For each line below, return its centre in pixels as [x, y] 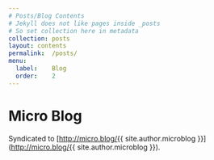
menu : [17, 61]
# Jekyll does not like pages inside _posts [84, 23]
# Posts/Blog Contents [46, 16]
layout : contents [38, 46]
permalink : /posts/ [43, 53]
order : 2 [36, 76]
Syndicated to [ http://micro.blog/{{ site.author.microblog [102, 138]
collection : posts [39, 38]
